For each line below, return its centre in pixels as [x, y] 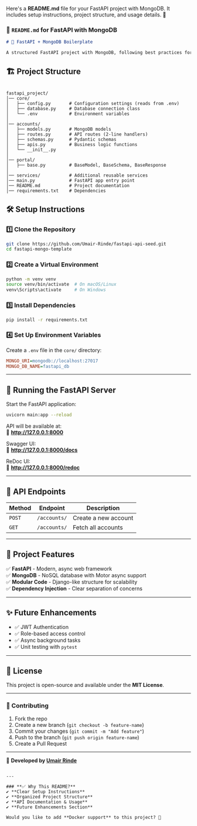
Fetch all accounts [98, 527]
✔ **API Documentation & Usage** [47, 802]
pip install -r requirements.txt [47, 320]
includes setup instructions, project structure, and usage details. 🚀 [86, 15]
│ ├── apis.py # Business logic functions [72, 144]
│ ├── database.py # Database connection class [73, 109]
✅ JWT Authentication [42, 627]
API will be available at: [34, 426]
